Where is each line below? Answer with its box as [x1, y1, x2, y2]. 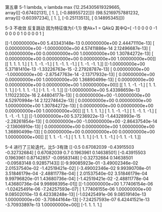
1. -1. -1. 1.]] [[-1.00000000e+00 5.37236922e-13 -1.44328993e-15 [5, 113, 141, 119]
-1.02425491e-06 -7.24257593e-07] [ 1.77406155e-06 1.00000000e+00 [5, 186, 152, 192]
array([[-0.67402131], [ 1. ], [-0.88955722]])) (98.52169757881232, [5, 10, 140, 16]
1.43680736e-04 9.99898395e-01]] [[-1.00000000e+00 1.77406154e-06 [5, 181, 153, 186]
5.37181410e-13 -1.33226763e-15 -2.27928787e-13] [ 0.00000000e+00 [5, 66, 150, 72]
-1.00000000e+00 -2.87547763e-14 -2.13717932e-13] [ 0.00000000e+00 [5, 72, 155, 77]
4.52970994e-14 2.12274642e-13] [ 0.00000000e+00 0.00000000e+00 [5, 98, 152, 103]
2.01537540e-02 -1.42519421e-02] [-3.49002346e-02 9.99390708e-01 [5, 165, 151, 171]
